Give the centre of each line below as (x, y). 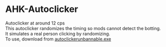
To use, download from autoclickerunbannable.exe (58, 39)
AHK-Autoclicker (42, 9)
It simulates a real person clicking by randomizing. (58, 33)
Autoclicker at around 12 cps (35, 23)
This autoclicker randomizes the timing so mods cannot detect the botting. (83, 28)
